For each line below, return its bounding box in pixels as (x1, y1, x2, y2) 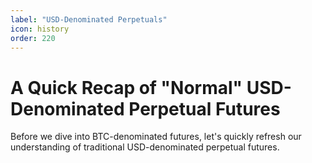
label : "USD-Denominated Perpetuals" (10, 14, 168, 25)
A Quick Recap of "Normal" (10, 76, 243, 99)
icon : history (10, 24, 70, 34)
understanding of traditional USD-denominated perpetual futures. (10, 141, 280, 153)
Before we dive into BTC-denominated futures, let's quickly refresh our (10, 131, 302, 143)
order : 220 (10, 33, 56, 43)
